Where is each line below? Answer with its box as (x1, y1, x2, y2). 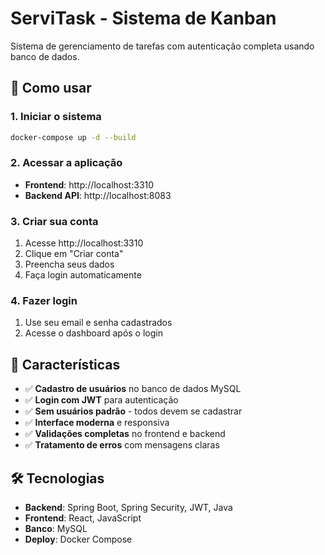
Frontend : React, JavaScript (24, 512, 142, 524)
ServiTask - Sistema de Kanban (10, 7, 277, 30)
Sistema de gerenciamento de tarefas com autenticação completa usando (10, 40, 315, 52)
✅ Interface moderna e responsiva (24, 417, 170, 429)
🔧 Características (10, 356, 121, 373)
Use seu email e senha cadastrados (24, 317, 173, 329)
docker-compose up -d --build (10, 132, 137, 142)
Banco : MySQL (24, 523, 88, 535)
